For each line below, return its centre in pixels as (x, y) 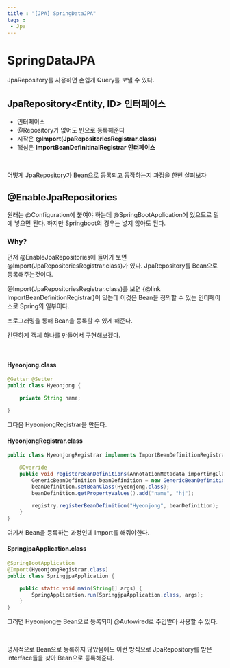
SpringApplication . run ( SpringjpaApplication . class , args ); (118, 595)
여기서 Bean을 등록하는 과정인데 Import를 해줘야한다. (78, 532)
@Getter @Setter (30, 379)
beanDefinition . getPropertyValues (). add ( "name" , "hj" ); (113, 493)
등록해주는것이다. (30, 275)
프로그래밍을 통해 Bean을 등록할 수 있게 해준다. (70, 321)
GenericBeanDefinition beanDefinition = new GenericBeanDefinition (130, 480)
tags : (16, 20)
